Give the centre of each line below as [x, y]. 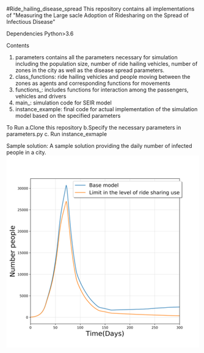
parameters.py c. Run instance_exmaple [57, 134]
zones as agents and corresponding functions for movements [93, 83]
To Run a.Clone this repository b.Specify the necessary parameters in [94, 127]
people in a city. [27, 152]
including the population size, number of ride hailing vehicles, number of [106, 64]
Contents [18, 45]
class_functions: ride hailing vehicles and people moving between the [103, 77]
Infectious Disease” [31, 22]
